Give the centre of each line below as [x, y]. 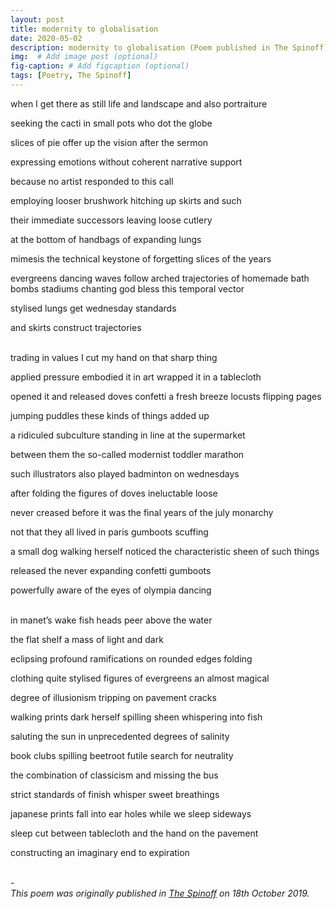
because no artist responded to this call [92, 181]
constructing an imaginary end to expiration [100, 852]
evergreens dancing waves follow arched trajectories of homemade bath [160, 278]
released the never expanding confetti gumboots [111, 570]
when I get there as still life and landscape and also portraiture [139, 103]
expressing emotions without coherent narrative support [126, 162]
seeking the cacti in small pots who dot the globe [111, 123]
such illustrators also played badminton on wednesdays [125, 473]
